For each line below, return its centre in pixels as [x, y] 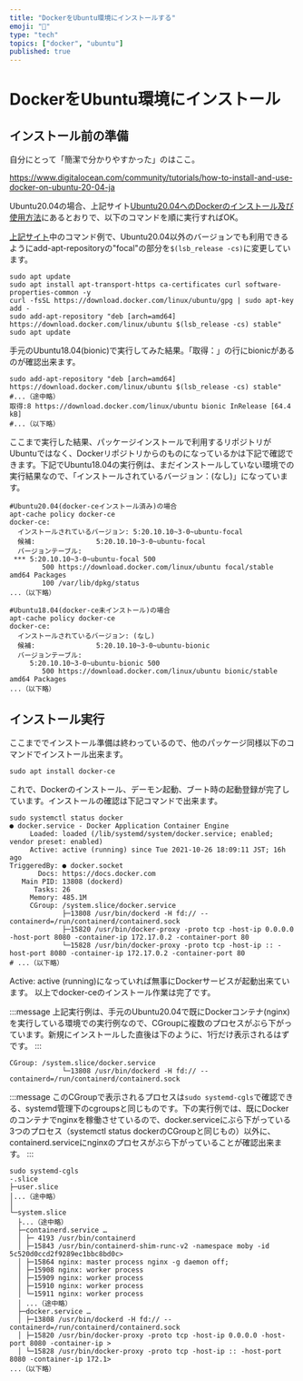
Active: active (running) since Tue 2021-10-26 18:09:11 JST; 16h [157, 850]
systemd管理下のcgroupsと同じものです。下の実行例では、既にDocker [157, 1108]
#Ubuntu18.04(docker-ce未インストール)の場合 [90, 610]
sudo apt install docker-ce [63, 771]
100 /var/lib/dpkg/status [91, 583]
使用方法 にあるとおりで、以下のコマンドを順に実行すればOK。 [126, 217]
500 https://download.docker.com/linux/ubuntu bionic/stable [160, 671]
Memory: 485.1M [59, 897]
